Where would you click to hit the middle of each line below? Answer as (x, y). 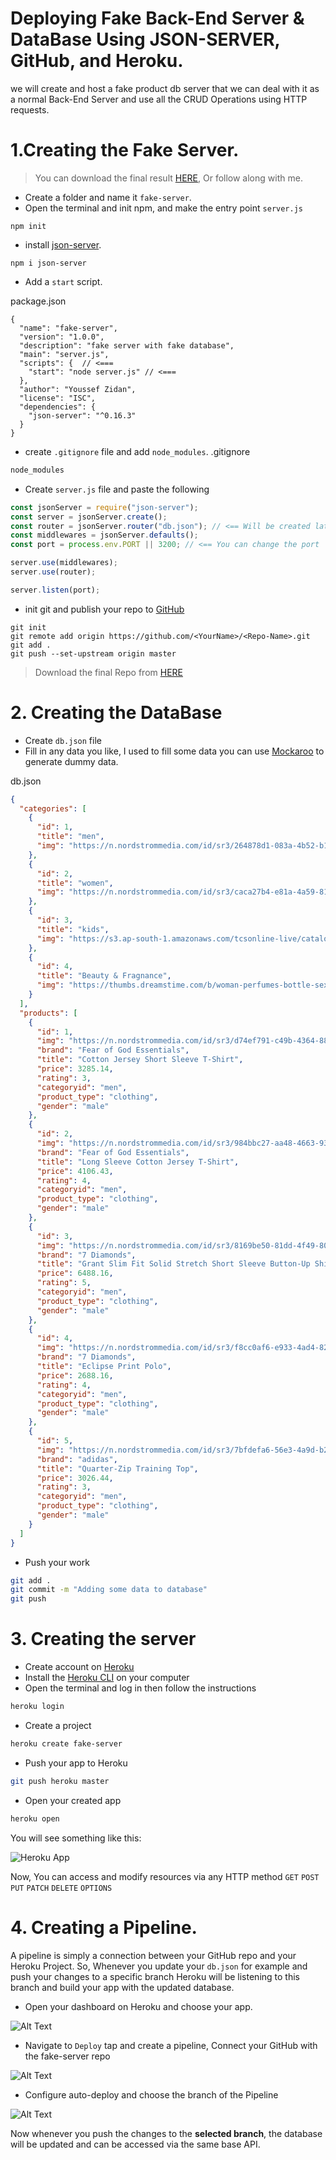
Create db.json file (63, 740)
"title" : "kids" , (73, 929)
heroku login (37, 1707)
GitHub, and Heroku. (97, 61)
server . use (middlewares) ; (64, 563)
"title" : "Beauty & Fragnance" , (104, 976)
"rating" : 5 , (64, 1283)
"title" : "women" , (75, 883)
